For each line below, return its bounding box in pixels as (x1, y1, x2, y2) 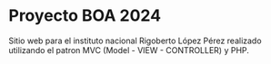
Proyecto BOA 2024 (8, 5, 161, 26)
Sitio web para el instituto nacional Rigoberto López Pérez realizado (8, 35, 262, 46)
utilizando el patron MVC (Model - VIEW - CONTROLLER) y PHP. (8, 44, 249, 55)
